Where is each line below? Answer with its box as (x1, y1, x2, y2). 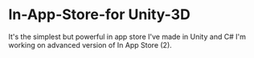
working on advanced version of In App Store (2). (8, 40, 173, 49)
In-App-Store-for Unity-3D (8, 6, 190, 24)
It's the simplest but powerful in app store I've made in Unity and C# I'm (8, 32, 247, 41)
